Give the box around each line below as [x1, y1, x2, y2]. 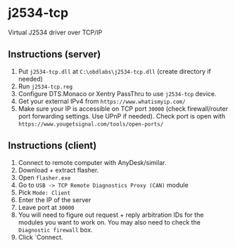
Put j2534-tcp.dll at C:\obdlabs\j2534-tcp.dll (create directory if [18, 67, 212, 75]
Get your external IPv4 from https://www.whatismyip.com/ [18, 97, 186, 105]
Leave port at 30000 [18, 203, 75, 211]
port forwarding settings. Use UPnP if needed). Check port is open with [18, 112, 226, 120]
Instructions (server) [8, 48, 101, 60]
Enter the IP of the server [18, 195, 91, 204]
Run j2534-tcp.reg [18, 82, 73, 91]
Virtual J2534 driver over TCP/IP [8, 28, 103, 36]
